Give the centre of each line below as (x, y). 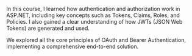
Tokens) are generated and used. (48, 28)
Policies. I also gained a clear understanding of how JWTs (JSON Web (94, 22)
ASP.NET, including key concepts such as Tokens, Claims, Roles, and (93, 15)
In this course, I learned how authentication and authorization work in (93, 9)
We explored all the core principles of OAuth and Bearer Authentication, (96, 40)
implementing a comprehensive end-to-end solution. (73, 46)
